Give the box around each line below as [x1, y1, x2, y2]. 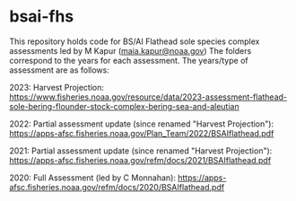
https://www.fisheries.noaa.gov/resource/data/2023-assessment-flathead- [9, 92, 288, 102]
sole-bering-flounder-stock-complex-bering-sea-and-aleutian [9, 100, 239, 111]
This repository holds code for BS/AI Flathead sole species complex [9, 36, 260, 47]
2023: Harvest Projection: [9, 82, 105, 92]
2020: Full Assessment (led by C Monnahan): [9, 172, 177, 183]
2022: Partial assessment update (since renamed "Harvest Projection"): [9, 118, 274, 129]
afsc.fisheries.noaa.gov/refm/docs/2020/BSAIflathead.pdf [9, 181, 225, 192]
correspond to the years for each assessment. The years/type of [9, 55, 248, 66]
